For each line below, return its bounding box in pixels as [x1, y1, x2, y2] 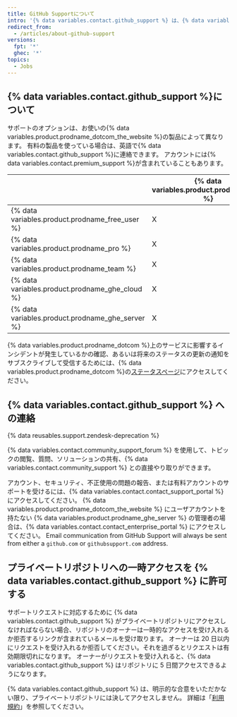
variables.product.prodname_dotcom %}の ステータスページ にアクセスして [7, 367, 223, 376]
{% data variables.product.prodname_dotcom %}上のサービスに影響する [7, 341, 219, 350]
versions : [7, 37, 37, 44]
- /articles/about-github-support [13, 30, 115, 37]
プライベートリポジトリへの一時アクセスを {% [7, 561, 209, 573]
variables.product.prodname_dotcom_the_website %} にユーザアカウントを [7, 505, 226, 513]
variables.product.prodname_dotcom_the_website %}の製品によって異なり [7, 133, 224, 141]
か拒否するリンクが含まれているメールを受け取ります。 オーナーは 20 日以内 [7, 635, 230, 643]
